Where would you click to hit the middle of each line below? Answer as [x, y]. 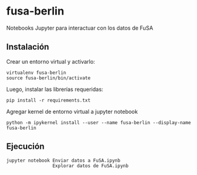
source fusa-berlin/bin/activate [48, 78]
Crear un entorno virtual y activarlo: [51, 61]
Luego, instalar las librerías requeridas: [55, 89]
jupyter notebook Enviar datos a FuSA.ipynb [63, 160]
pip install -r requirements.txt [48, 100]
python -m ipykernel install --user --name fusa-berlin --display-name [98, 122]
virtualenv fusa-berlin [36, 73]
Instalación [28, 47]
